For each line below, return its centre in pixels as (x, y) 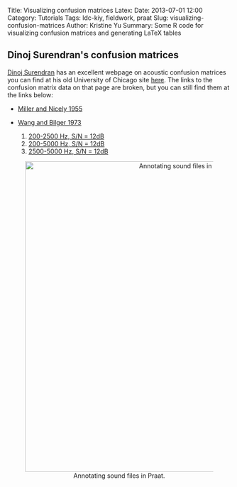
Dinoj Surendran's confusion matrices (93, 55)
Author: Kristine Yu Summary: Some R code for (135, 25)
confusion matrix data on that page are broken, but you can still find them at (118, 87)
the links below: (30, 94)
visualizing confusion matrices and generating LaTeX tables (94, 33)
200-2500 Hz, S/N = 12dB (66, 136)
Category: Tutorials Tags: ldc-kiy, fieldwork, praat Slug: (88, 18)
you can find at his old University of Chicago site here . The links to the (110, 80)
